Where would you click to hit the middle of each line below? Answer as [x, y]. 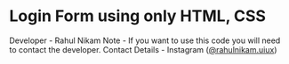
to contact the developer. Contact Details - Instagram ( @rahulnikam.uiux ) [143, 49]
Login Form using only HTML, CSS [138, 16]
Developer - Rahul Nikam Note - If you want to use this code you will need [145, 40]
